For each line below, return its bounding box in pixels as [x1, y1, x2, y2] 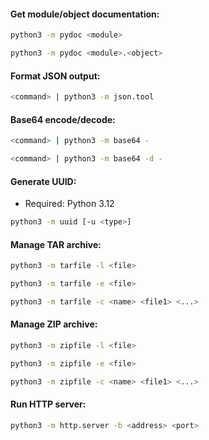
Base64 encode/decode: [10, 113, 116, 125]
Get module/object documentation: [10, 8, 160, 20]
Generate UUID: [10, 175, 77, 187]
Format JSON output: [10, 70, 101, 82]
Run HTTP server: [10, 398, 87, 410]
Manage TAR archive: [10, 238, 102, 250]
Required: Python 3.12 [24, 198, 115, 210]
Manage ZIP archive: [10, 318, 98, 330]
